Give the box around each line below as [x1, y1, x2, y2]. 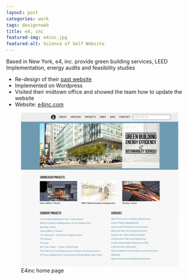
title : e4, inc [6, 28, 44, 34]
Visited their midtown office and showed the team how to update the [14, 88, 183, 95]
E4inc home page [21, 267, 64, 274]
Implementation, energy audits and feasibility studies [6, 64, 135, 71]
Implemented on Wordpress [14, 82, 83, 89]
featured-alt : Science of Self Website [6, 41, 105, 47]
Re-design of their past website [14, 76, 92, 82]
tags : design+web [6, 22, 49, 28]
